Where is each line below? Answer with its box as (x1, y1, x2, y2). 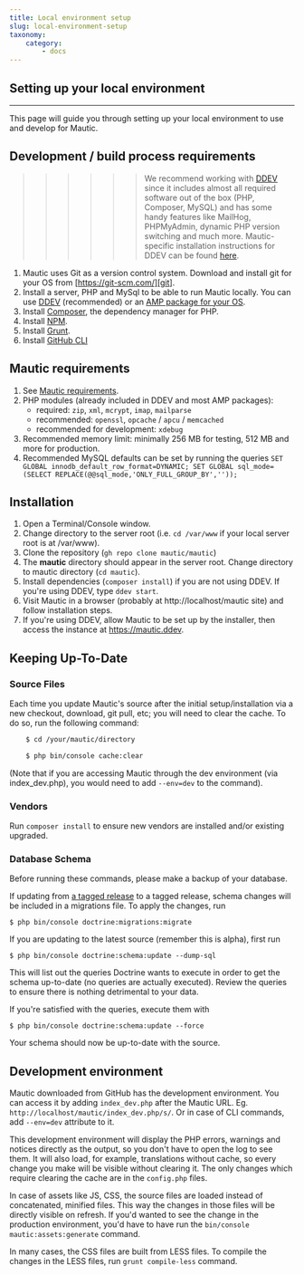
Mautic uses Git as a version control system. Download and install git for (22, 267, 292, 278)
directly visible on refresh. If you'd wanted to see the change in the (9, 1210, 260, 1221)
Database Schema (9, 853, 92, 866)
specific (144, 240, 175, 251)
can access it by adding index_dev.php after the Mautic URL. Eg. (9, 1098, 249, 1108)
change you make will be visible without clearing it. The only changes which (9, 1163, 293, 1174)
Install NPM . (22, 315, 68, 326)
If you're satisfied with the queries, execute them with (9, 1004, 210, 1015)
